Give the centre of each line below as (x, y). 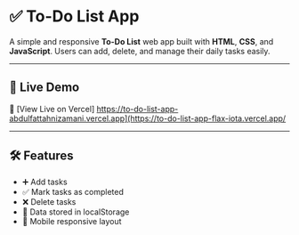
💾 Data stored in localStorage (76, 212)
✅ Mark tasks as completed (73, 191)
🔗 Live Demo (44, 88)
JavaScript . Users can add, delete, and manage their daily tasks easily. (140, 51)
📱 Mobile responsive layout (72, 221)
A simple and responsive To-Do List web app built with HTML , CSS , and (141, 41)
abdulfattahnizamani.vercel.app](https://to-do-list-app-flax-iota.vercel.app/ (148, 118)
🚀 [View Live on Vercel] (52, 109)
